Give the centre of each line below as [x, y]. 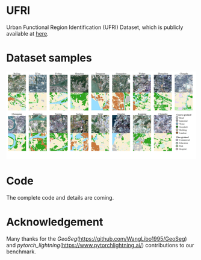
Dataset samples [49, 58]
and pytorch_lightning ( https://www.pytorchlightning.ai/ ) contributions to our [100, 246]
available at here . [28, 33]
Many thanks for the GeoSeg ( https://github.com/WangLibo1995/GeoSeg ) [97, 239]
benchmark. [21, 252]
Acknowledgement [55, 222]
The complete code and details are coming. [60, 198]
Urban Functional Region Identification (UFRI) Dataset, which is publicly [95, 27]
